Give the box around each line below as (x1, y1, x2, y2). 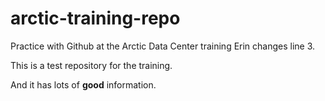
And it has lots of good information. (10, 78, 157, 91)
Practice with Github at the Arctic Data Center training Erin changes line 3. (10, 40, 316, 52)
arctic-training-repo (10, 7, 181, 30)
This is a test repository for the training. (10, 59, 173, 71)
